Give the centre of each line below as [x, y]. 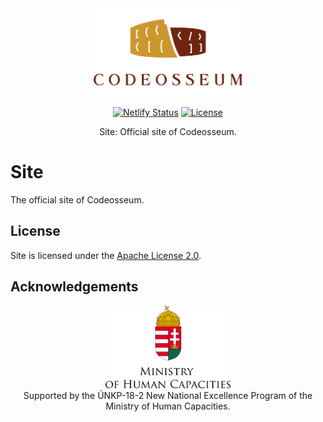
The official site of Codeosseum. [77, 200]
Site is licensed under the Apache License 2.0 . [106, 255]
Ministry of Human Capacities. [168, 406]
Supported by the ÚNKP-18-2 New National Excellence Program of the [168, 395]
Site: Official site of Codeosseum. [168, 132]
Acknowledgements [74, 287]
